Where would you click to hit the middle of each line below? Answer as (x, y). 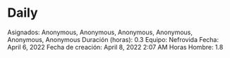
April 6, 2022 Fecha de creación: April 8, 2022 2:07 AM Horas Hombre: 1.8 (115, 47)
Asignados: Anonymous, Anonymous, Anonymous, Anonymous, (100, 32)
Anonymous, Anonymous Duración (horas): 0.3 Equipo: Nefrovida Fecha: (113, 39)
